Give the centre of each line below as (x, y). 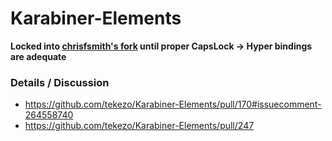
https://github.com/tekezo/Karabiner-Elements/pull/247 (139, 126)
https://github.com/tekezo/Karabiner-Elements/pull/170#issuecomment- (173, 104)
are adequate (38, 56)
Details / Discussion (60, 82)
